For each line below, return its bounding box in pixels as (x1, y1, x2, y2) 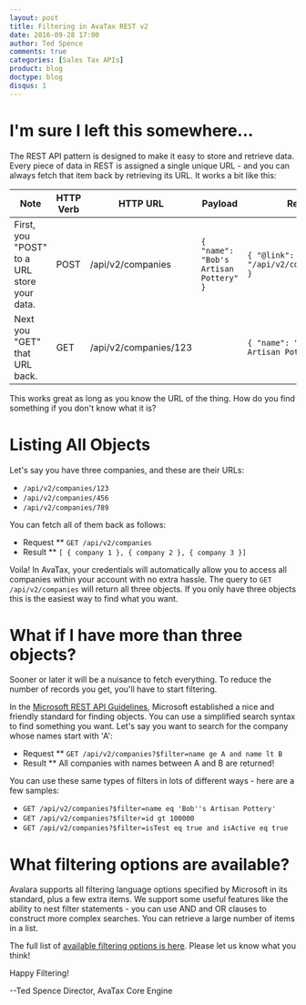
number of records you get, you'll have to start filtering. (9, 684, 218, 695)
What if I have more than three (9, 624, 243, 645)
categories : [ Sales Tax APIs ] (9, 56, 125, 65)
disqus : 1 (9, 81, 47, 90)
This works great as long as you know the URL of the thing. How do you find (9, 392, 296, 403)
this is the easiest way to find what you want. (9, 593, 178, 604)
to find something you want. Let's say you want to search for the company (9, 721, 289, 732)
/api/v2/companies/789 (22, 502, 109, 513)
